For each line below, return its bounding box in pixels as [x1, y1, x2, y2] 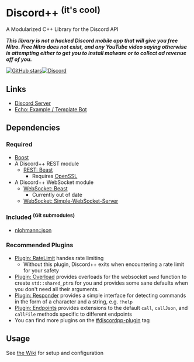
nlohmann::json [14, 227, 52, 234]
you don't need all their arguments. [14, 285, 99, 292]
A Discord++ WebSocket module [14, 179, 94, 186]
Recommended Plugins [6, 241, 74, 250]
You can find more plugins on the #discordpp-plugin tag [14, 316, 150, 323]
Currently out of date [32, 191, 83, 198]
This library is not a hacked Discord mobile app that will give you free [6, 37, 178, 45]
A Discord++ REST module [14, 160, 79, 167]
